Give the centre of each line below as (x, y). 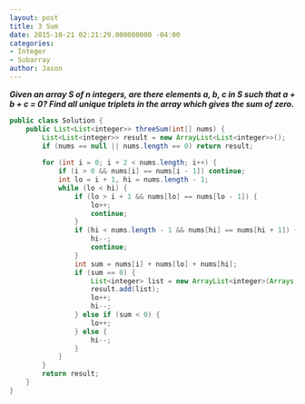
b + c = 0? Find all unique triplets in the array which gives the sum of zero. (152, 103)
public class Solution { (56, 120)
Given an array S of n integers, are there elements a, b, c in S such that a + (152, 94)
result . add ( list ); (125, 290)
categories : (32, 43)
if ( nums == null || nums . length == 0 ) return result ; (148, 146)
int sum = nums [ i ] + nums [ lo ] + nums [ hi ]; (156, 264)
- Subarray (30, 60)
